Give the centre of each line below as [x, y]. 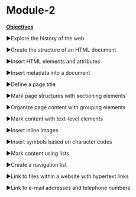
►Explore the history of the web [45, 38]
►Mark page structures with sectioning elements [66, 96]
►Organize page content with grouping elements [66, 107]
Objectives [20, 27]
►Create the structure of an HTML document [61, 50]
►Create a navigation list [36, 164]
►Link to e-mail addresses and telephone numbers [68, 188]
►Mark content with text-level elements [55, 119]
